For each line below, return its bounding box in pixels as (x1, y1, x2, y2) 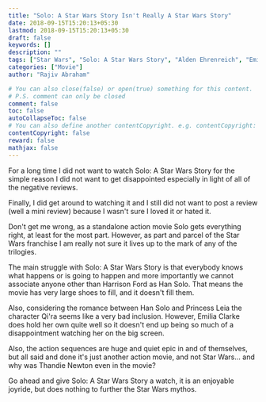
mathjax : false (8, 144, 59, 151)
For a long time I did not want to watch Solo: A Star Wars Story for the (8, 166, 235, 175)
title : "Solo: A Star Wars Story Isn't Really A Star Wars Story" (8, 11, 232, 20)
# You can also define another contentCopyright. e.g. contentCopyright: (8, 122, 257, 130)
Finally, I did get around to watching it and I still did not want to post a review (8, 197, 258, 207)
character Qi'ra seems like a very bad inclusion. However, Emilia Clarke (8, 311, 240, 321)
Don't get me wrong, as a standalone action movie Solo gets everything (8, 221, 241, 231)
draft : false (8, 33, 51, 42)
